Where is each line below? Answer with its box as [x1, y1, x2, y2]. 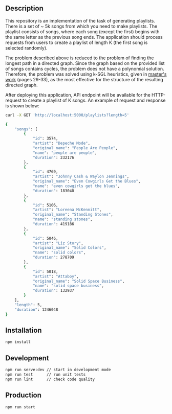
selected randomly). [5, 44, 48, 51]
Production [5, 391, 42, 400]
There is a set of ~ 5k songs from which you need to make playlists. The [5, 23, 158, 29]
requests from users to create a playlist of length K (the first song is [5, 39, 148, 45]
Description [5, 4, 44, 13]
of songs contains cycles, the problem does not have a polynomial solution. [5, 65, 165, 72]
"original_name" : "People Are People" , [32, 146, 118, 151]
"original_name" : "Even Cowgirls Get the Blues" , [32, 179, 141, 184]
